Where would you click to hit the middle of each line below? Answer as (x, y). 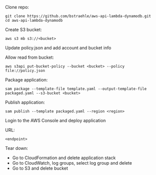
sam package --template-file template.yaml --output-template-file (76, 89)
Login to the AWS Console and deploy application (56, 121)
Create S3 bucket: (23, 30)
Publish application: (25, 102)
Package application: (26, 80)
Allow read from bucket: (30, 57)
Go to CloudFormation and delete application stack (64, 158)
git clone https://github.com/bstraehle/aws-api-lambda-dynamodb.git (78, 16)
